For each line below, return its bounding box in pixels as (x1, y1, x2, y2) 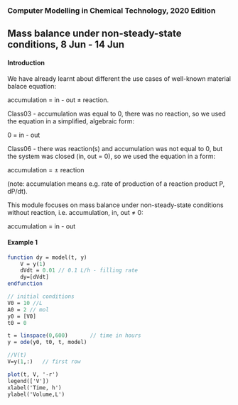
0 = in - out (7, 131, 40, 139)
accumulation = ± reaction (7, 165, 85, 174)
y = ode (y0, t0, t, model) (7, 339, 87, 346)
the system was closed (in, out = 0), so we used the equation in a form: (7, 152, 216, 160)
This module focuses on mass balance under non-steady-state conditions (7, 201, 224, 209)
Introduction (7, 58, 45, 67)
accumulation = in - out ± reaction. (7, 95, 109, 104)
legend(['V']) (7, 377, 50, 384)
